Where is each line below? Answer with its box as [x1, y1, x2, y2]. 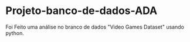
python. [5, 29, 24, 36]
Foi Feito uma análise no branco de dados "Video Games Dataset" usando [5, 23, 184, 30]
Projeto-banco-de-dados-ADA [5, 4, 158, 17]
